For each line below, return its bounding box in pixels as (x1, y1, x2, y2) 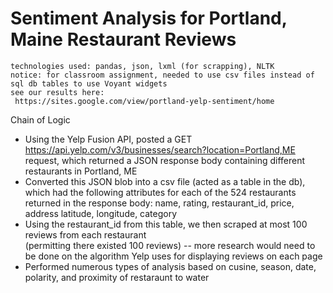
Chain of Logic (10, 113, 71, 126)
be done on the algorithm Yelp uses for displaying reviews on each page (24, 250, 323, 262)
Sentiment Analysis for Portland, (10, 7, 288, 30)
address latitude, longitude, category (24, 207, 178, 219)
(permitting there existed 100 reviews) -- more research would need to (24, 239, 316, 251)
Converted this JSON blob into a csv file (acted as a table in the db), (24, 175, 306, 187)
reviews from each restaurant (24, 228, 147, 241)
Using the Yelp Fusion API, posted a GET (24, 133, 193, 145)
